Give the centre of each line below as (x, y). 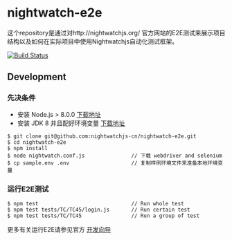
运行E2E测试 (28, 189)
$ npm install (28, 148)
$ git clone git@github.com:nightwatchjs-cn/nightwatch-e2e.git (102, 136)
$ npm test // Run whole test (96, 203)
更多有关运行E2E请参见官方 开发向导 (59, 229)
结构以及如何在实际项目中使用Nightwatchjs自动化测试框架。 (93, 41)
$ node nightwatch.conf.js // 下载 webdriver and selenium (115, 156)
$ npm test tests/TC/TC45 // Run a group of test (103, 216)
